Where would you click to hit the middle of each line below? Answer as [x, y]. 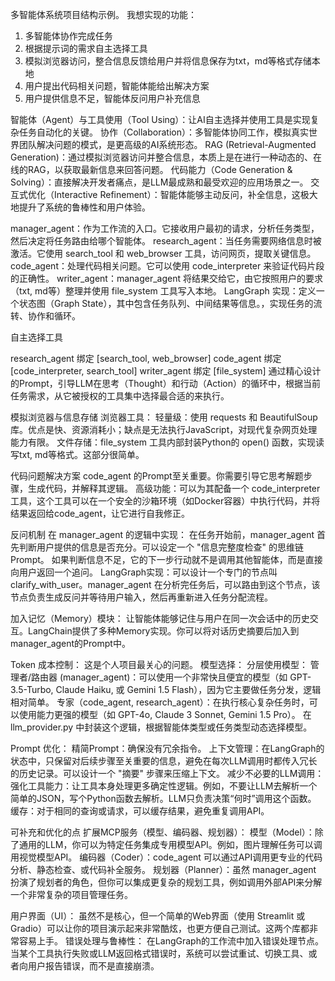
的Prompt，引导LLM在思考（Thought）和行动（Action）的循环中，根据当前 [165, 383]
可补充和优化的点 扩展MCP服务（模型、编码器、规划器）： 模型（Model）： [162, 832]
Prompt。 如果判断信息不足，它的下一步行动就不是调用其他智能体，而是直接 [166, 559]
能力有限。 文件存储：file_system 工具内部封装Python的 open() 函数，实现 [163, 442]
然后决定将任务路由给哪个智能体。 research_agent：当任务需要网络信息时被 [166, 241]
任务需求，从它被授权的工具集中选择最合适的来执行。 [120, 396]
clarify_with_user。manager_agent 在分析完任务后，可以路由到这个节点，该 [165, 584]
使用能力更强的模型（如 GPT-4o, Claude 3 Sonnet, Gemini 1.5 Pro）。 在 [165, 714]
